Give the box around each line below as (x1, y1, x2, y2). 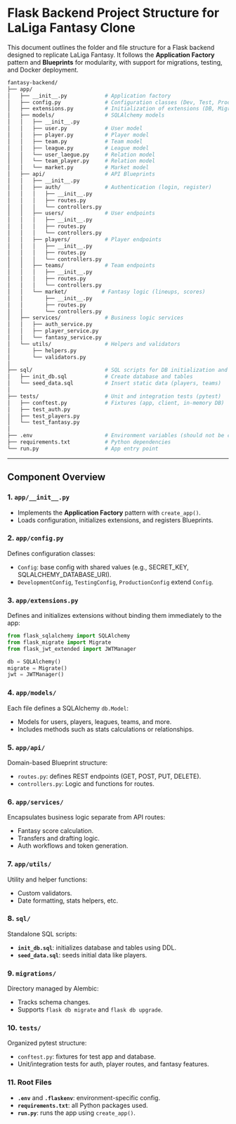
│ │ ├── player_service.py (7, 328, 99, 335)
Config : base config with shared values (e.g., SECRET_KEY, (17, 562, 190, 571)
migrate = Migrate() (7, 664, 68, 672)
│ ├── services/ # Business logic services (7, 314, 184, 321)
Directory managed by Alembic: (7, 984, 99, 993)
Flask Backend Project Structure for (7, 5, 220, 21)
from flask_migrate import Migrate (7, 638, 112, 646)
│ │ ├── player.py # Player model (7, 131, 150, 138)
